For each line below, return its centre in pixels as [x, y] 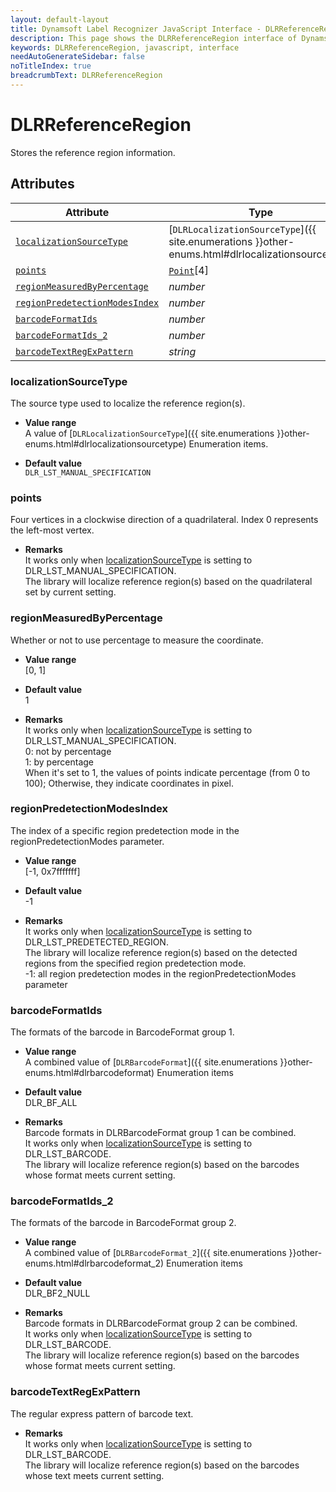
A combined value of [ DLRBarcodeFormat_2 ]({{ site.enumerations [155, 1253]
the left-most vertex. [52, 530]
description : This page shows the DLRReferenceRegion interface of [154, 38]
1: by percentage [59, 762]
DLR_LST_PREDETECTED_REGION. [96, 942]
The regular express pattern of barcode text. [102, 1413]
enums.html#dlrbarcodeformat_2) [94, 1263]
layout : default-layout [60, 19]
